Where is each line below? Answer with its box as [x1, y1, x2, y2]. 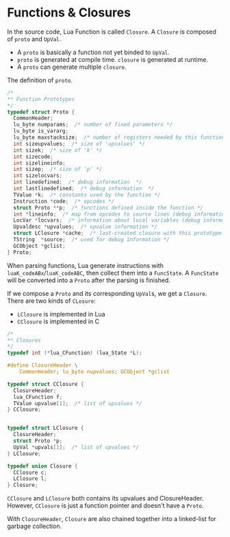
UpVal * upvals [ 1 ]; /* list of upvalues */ [13, 444, 139, 450]
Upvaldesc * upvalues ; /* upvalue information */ [13, 223, 157, 231]
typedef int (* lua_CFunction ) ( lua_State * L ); [7, 350, 142, 356]
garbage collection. [7, 522, 62, 530]
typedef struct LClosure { [7, 424, 84, 432]
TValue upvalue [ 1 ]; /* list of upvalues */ [13, 400, 142, 407]
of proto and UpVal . [7, 34, 62, 43]
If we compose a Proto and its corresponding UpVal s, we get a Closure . [7, 289, 207, 297]
